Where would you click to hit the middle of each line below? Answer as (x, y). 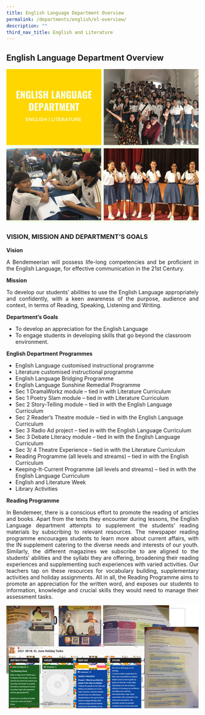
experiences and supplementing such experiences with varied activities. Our (103, 564)
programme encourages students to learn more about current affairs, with (103, 538)
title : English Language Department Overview (65, 13)
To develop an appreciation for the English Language (81, 328)
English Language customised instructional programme (85, 365)
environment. (32, 341)
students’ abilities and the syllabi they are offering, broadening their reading (103, 557)
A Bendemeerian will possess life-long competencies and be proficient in (103, 262)
